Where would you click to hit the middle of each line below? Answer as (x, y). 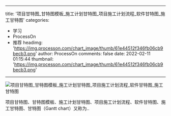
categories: (38, 20)
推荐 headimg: (28, 43)
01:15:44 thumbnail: (33, 59)
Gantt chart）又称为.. (67, 108)
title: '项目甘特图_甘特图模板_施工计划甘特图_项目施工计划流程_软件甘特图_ (83, 14)
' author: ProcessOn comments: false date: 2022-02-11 (93, 53)
